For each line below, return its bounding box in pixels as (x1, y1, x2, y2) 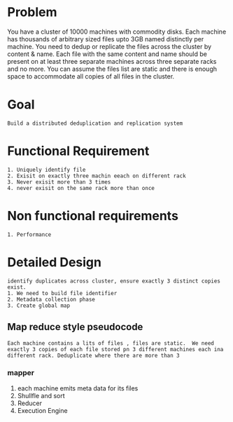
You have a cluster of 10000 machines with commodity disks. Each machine (7, 27, 227, 36)
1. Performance (7, 231, 52, 238)
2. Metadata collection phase (7, 296, 96, 303)
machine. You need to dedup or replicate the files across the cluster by (7, 42, 212, 50)
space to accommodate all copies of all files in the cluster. (7, 72, 175, 81)
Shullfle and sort (17, 391, 65, 400)
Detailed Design (7, 254, 101, 270)
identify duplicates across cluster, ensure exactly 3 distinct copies (7, 278, 220, 285)
